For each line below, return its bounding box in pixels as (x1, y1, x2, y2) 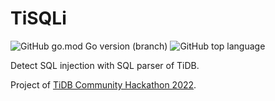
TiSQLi (10, 7, 67, 30)
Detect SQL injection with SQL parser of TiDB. (10, 59, 200, 71)
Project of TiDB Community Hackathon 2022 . (10, 78, 197, 91)
